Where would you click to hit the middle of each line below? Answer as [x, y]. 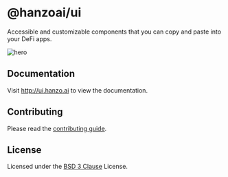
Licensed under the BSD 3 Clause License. [68, 167]
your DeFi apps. [30, 38]
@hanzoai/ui [44, 13]
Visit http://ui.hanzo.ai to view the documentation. [78, 90]
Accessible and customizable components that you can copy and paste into [114, 32]
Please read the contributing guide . [57, 128]
